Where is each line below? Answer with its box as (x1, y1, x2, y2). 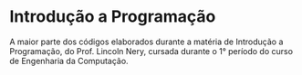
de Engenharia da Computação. (9, 55, 130, 66)
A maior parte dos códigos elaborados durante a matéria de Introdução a (9, 36, 284, 47)
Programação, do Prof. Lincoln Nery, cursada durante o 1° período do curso (9, 45, 294, 56)
